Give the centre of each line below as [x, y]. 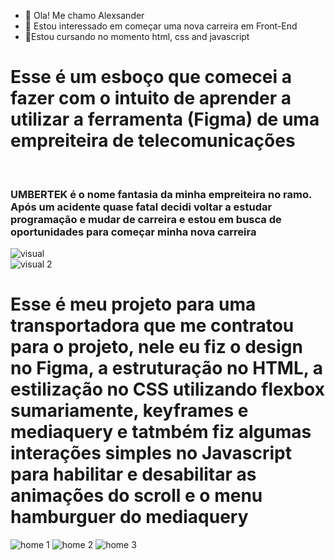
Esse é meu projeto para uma [133, 304]
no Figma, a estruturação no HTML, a [167, 368]
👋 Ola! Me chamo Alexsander [84, 15]
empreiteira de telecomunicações [153, 141]
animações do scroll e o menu [136, 496]
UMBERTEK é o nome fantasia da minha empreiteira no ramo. [161, 194]
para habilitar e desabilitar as [133, 474]
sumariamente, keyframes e [129, 411]
